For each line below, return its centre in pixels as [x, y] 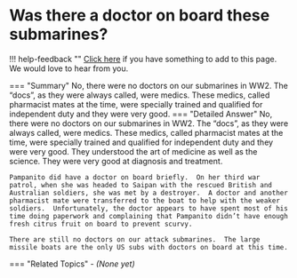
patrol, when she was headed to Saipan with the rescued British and [141, 185]
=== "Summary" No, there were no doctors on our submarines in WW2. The [149, 85]
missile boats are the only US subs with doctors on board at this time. [149, 247]
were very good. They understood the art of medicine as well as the [133, 151]
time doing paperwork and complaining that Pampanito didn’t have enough [149, 216]
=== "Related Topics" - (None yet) [72, 264]
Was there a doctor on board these [140, 16]
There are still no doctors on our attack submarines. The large [135, 239]
